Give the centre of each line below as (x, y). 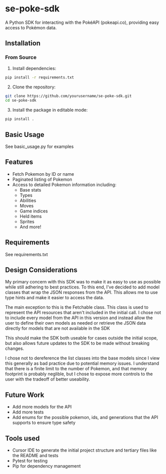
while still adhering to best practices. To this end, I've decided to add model (83, 287)
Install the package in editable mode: (50, 110)
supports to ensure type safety (44, 423)
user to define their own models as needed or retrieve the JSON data (76, 323)
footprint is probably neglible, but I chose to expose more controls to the (79, 374)
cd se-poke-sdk (21, 101)
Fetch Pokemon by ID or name (43, 174)
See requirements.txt (27, 254)
